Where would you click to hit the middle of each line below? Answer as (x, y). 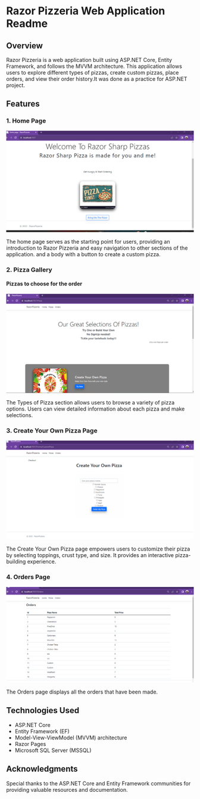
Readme (27, 24)
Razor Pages (30, 744)
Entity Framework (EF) (42, 731)
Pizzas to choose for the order (44, 284)
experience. (42, 562)
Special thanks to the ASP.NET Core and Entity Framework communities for (99, 783)
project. (16, 85)
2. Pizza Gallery (29, 269)
